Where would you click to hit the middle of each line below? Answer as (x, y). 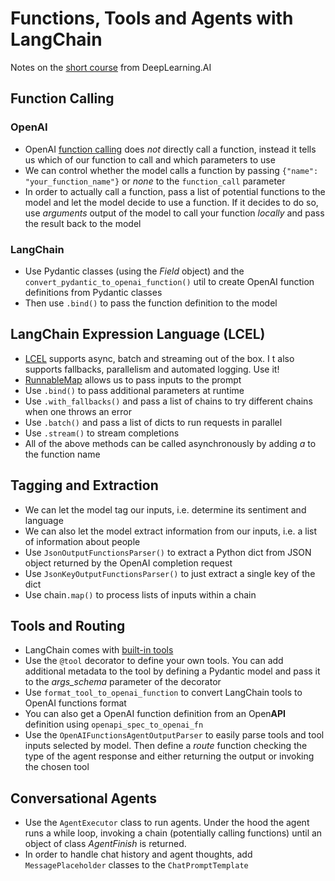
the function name (62, 454)
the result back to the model (83, 223)
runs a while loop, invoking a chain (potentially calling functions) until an (173, 833)
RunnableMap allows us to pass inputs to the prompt (133, 379)
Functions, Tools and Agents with (152, 18)
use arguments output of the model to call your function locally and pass (174, 213)
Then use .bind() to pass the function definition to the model (151, 303)
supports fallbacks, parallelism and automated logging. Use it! (152, 369)
